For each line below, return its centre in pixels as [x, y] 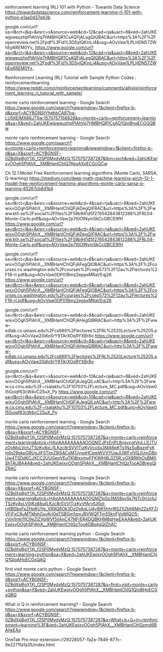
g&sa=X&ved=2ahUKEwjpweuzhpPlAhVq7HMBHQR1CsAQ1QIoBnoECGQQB [80, 123]
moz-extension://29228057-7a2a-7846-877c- [76, 640]
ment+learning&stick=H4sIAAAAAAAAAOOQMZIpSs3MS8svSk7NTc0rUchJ [81, 498]
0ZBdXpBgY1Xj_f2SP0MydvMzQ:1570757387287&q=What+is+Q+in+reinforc [81, 620]
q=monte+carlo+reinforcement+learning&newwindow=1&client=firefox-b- [79, 148]
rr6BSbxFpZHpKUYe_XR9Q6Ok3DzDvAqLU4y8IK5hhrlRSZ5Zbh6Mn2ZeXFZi [81, 509]
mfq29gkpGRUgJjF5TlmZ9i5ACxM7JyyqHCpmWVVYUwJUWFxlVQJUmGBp [81, 453]
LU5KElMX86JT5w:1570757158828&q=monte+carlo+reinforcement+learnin [81, 118]
